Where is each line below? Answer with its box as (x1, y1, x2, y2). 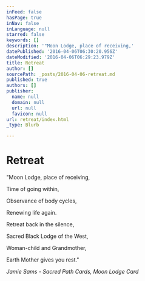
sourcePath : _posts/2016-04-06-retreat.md (6, 71, 115, 77)
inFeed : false (6, 9, 42, 15)
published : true (6, 77, 47, 83)
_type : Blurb (6, 122, 39, 128)
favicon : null (12, 111, 47, 117)
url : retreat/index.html (6, 116, 69, 122)
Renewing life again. (6, 209, 57, 217)
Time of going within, (6, 186, 59, 193)
